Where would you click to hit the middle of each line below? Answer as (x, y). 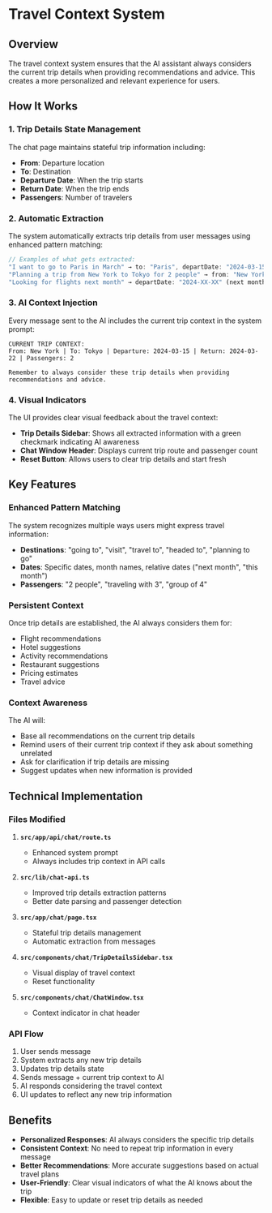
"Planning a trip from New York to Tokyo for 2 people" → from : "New (128, 274)
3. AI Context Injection (53, 303)
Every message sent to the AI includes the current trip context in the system (135, 320)
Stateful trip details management (87, 933)
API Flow (26, 1034)
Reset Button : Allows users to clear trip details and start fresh (123, 459)
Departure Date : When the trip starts (82, 180)
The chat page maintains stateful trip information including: (107, 147)
